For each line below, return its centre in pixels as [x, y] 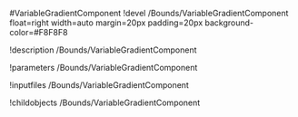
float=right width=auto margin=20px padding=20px [106, 23]
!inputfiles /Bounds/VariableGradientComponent [99, 85]
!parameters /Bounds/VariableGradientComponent [104, 68]
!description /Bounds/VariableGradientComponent [103, 50]
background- [229, 23]
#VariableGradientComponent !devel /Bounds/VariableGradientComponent [149, 13]
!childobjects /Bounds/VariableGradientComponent [105, 102]
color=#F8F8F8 [39, 32]
